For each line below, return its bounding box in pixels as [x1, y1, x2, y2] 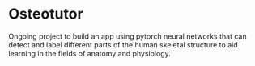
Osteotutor [8, 5, 83, 23]
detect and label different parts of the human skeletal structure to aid [8, 39, 238, 49]
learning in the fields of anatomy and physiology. [8, 48, 172, 58]
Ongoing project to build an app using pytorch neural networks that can [8, 31, 247, 41]
